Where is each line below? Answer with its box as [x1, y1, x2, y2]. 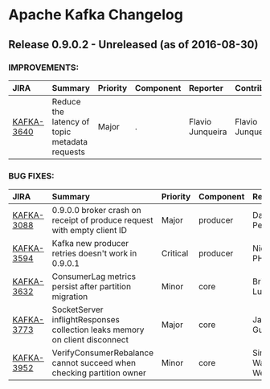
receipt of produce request [51, 215, 153, 226]
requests [51, 146, 86, 158]
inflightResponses [51, 314, 121, 326]
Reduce [51, 96, 81, 107]
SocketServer [51, 304, 104, 315]
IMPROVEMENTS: [8, 62, 79, 73]
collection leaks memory [51, 324, 145, 335]
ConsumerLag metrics [51, 271, 137, 282]
